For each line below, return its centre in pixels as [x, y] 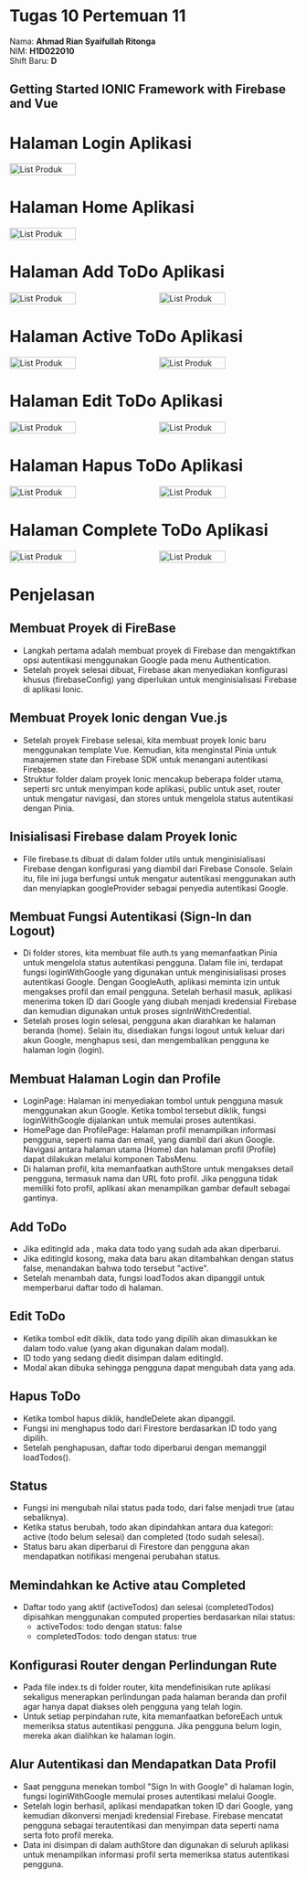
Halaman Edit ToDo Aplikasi [116, 401]
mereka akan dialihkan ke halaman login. [99, 1736]
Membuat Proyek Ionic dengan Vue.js [119, 718]
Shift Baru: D [33, 60]
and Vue [34, 104]
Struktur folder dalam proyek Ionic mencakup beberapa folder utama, [153, 779]
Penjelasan [53, 595]
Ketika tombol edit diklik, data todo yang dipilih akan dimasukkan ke [150, 1338]
